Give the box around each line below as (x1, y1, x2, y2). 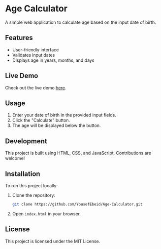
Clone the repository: (12, 192, 56, 198)
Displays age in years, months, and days (12, 57, 95, 63)
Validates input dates (12, 52, 55, 58)
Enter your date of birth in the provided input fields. (12, 112, 117, 118)
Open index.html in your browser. (12, 210, 81, 216)
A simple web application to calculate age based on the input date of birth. (5, 19, 156, 25)
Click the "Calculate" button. (12, 117, 70, 124)
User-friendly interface (12, 46, 59, 52)
